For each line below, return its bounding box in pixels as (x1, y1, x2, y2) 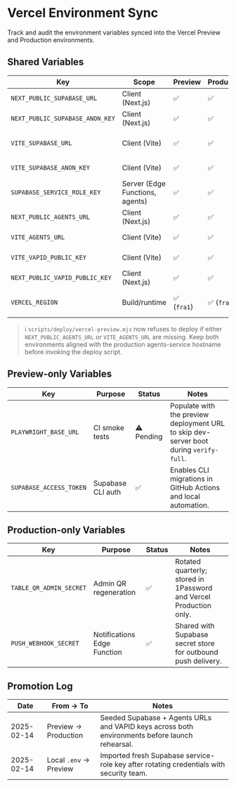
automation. (169, 500, 209, 510)
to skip (169, 427, 192, 437)
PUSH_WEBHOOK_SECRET (11, 639, 79, 648)
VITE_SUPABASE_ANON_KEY (11, 163, 91, 172)
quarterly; (175, 565, 207, 575)
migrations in (169, 474, 213, 484)
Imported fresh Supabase (100, 751, 185, 761)
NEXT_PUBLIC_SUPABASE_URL (11, 94, 98, 102)
